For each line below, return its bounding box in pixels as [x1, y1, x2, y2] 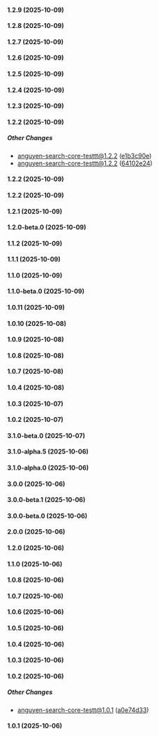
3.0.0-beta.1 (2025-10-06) [7, 496, 86, 504]
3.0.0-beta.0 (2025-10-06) [7, 512, 88, 520]
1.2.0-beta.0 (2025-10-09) [7, 223, 86, 231]
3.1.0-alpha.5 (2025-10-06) [7, 447, 89, 456]
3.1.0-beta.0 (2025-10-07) [7, 431, 86, 439]
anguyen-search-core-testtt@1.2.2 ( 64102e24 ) [17, 158, 153, 168]
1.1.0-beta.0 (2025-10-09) [7, 287, 85, 296]
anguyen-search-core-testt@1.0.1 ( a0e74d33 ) [17, 705, 149, 714]
